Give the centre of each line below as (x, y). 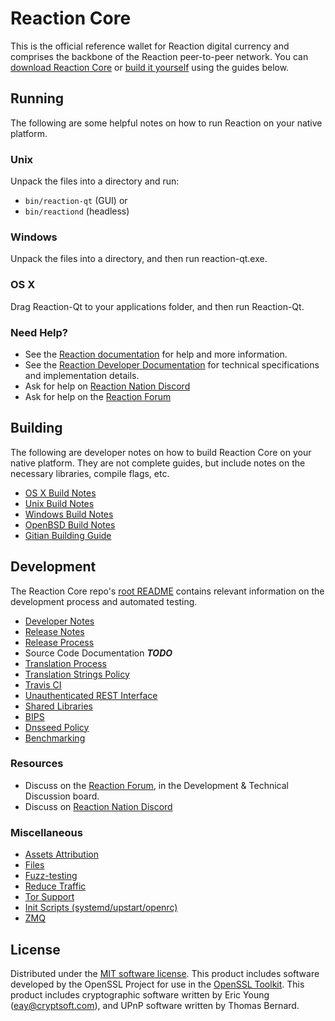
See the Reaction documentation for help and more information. (156, 354)
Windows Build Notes (69, 514)
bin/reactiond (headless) (77, 211)
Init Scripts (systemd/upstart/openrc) (101, 908)
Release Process (59, 642)
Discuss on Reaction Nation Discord (98, 806)
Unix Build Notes (59, 503)
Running (37, 98)
